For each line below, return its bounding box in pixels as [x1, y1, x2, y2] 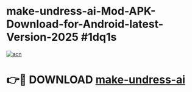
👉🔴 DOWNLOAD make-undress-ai [6, 73, 186, 87]
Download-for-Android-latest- [6, 17, 163, 31]
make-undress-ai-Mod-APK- [6, 4, 156, 18]
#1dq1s [80, 30, 117, 44]
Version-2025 [6, 30, 79, 44]
